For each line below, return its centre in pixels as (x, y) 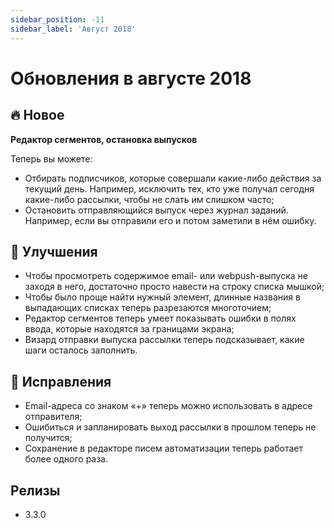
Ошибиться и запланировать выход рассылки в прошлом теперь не (170, 427)
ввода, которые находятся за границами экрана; (129, 329)
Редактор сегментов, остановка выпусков (104, 139)
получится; (48, 438)
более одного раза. (66, 459)
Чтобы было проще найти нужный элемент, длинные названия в (162, 297)
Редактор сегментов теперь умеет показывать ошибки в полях (160, 318)
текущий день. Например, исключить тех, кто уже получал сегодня (169, 188)
